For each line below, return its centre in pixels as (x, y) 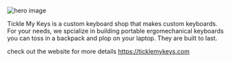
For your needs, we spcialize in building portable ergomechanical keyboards (115, 31)
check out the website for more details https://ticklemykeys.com (98, 51)
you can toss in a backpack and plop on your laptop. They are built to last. (112, 38)
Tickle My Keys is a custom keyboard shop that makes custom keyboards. (112, 24)
